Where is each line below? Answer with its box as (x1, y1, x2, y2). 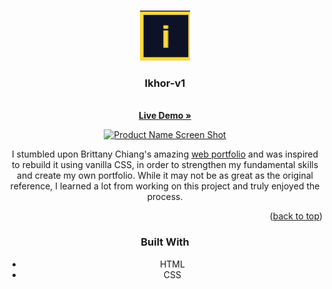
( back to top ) (269, 210, 323, 222)
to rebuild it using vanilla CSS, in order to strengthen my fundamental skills (11, 159, 319, 171)
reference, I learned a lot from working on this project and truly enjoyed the (10, 180, 320, 192)
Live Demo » (138, 110, 192, 122)
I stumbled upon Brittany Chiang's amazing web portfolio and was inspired (11, 148, 319, 160)
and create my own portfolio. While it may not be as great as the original (16, 170, 314, 182)
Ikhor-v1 (144, 76, 186, 90)
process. (146, 191, 184, 203)
